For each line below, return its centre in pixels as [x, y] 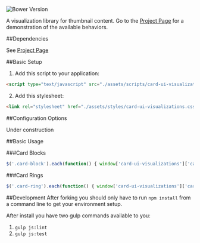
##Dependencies [27, 39]
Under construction [30, 130]
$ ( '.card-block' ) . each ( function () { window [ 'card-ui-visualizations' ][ [97, 164]
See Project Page [27, 50]
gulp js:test [31, 234]
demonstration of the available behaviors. [57, 27]
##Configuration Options [37, 118]
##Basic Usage [25, 141]
